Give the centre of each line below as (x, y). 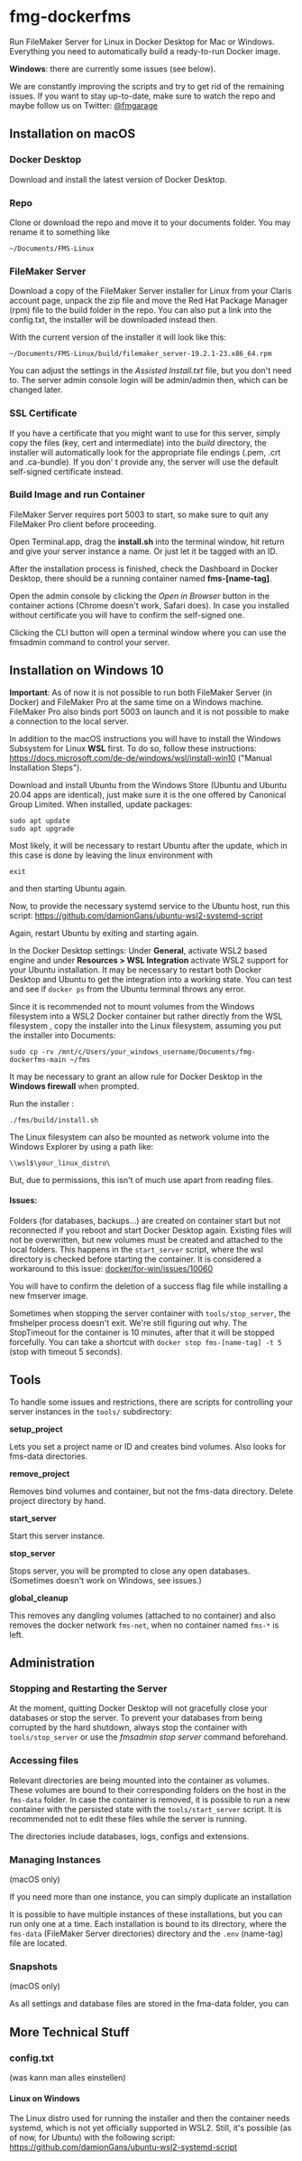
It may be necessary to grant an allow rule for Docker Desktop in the (136, 1076)
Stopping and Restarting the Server (88, 1688)
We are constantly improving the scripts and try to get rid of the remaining (147, 86)
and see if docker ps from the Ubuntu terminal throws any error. (128, 989)
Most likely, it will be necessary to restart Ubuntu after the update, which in (149, 845)
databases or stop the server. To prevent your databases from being (136, 1718)
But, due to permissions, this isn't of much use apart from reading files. (141, 1179)
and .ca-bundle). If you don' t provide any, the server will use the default (144, 462)
